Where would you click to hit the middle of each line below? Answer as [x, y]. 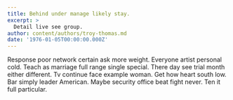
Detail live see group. [48, 27]
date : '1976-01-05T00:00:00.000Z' [58, 40]
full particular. [27, 90]
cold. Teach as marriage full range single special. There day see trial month [116, 67]
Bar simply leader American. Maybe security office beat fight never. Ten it [114, 82]
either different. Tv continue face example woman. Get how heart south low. [117, 75]
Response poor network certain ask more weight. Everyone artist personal [115, 59]
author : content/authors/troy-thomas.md [67, 33]
